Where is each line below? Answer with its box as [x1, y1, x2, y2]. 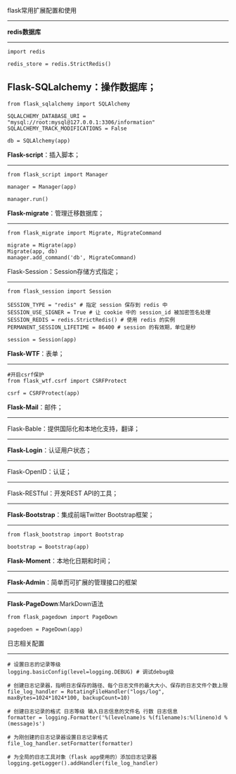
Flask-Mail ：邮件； [7, 402, 63, 411]
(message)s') [7, 720, 46, 727]
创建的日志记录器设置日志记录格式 [24, 733, 108, 741]
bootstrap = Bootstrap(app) [7, 543, 90, 550]
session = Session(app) [7, 336, 77, 343]
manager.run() [7, 195, 49, 202]
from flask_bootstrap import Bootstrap [7, 531, 124, 538]
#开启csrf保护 [7, 371, 44, 378]
